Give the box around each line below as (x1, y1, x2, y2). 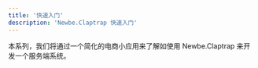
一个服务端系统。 (14, 51, 71, 60)
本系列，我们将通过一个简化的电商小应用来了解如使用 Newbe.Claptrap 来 (8, 41, 244, 51)
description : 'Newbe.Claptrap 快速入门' (8, 19, 138, 27)
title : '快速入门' (8, 11, 64, 20)
